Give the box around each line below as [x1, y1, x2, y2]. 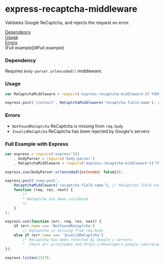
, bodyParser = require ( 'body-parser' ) [14, 156, 95, 161]
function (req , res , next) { [14, 188, 73, 193]
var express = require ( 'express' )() [5, 151, 80, 156]
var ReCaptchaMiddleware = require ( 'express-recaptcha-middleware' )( [5, 92, 150, 96]
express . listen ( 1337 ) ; [5, 255, 51, 260]
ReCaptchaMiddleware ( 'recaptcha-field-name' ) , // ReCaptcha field [14, 183, 152, 188]
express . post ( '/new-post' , [5, 178, 60, 183]
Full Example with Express [5, 141, 68, 147]
